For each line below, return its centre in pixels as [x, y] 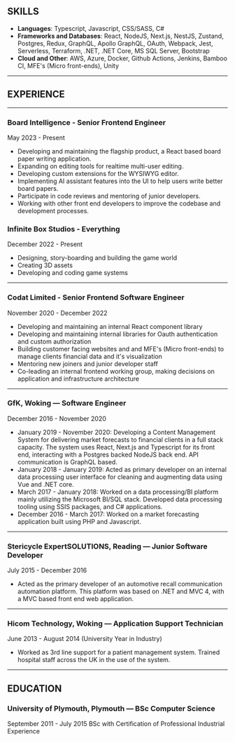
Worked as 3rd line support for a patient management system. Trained [119, 652]
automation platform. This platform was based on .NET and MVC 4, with [121, 591]
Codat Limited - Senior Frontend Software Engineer [96, 297]
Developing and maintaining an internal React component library [110, 326]
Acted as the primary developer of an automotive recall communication [120, 584]
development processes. [53, 210]
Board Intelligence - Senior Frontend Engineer [87, 122]
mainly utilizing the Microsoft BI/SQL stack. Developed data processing [120, 499]
